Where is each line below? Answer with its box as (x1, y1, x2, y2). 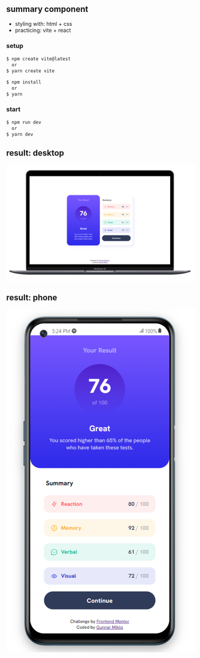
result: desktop (6, 148, 65, 158)
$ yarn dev (6, 132, 34, 138)
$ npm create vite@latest (6, 56, 71, 62)
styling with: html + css (14, 20, 72, 27)
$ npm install (6, 79, 42, 85)
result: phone (6, 293, 57, 303)
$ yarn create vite (6, 68, 55, 74)
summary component (6, 4, 89, 14)
